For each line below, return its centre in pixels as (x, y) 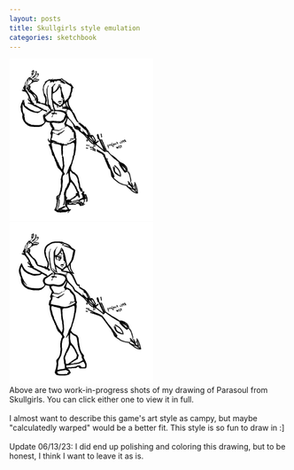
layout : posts (35, 19)
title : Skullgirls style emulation (75, 28)
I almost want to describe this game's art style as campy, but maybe (134, 418)
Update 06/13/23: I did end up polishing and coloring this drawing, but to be (147, 446)
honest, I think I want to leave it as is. (77, 456)
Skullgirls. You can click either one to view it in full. (102, 399)
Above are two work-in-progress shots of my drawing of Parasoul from (139, 389)
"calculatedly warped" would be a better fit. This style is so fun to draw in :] (147, 427)
